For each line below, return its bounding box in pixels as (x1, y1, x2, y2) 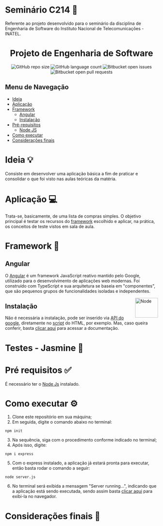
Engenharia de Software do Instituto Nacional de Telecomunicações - (5, 25, 144, 31)
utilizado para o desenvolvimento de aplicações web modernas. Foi (5, 278, 140, 284)
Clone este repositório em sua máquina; (12, 414, 92, 420)
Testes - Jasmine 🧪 (5, 342, 84, 354)
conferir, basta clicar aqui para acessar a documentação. (5, 325, 119, 331)
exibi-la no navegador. (12, 493, 57, 499)
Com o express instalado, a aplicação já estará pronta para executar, (12, 460, 149, 466)
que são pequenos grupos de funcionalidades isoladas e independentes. (5, 288, 151, 294)
